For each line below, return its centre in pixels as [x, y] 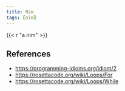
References [29, 54]
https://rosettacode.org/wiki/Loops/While [67, 81]
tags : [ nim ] [21, 18]
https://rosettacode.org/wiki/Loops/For [64, 75]
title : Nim [20, 12]
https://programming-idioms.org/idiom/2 [66, 69]
